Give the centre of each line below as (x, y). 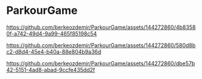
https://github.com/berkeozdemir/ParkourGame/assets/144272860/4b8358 (101, 27)
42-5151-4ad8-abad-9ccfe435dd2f (51, 69)
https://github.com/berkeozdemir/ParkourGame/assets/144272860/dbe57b (101, 63)
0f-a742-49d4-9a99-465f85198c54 (52, 33)
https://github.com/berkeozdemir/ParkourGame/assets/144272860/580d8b (101, 45)
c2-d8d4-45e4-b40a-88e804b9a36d (54, 51)
